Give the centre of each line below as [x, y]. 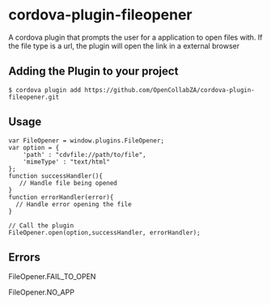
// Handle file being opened [68, 183]
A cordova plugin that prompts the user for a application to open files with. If [135, 37]
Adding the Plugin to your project [93, 72]
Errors [24, 257]
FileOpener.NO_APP [42, 292]
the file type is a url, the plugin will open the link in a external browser [124, 45]
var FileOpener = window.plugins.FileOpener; [86, 140]
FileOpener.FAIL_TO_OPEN [52, 277]
